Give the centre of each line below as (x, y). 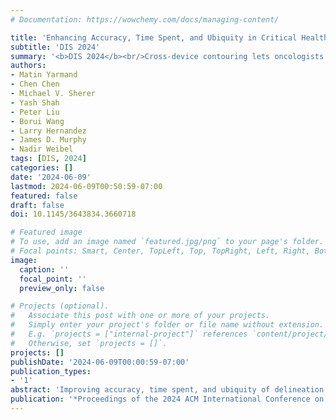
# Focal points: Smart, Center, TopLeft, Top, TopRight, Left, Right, (160, 251)
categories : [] (42, 168)
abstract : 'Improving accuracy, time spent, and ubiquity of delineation (167, 390)
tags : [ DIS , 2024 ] (48, 159)
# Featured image (46, 232)
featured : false (44, 196)
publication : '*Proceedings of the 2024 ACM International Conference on (167, 399)
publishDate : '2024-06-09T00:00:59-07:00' (100, 362)
